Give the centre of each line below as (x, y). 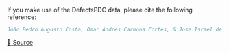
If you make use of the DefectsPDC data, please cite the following (100, 10)
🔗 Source (20, 42)
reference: (22, 17)
